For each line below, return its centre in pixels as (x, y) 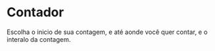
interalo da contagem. (39, 39)
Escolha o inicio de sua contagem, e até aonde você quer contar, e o (107, 32)
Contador (36, 12)
